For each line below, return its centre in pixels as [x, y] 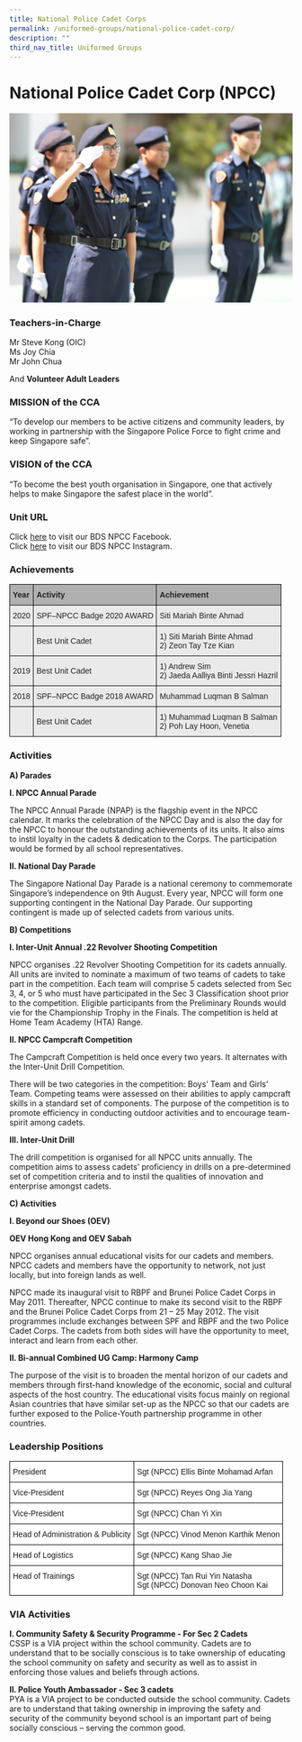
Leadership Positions [57, 1446]
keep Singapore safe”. [50, 441]
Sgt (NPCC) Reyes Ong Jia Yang [195, 1492]
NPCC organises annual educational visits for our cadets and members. [142, 1255]
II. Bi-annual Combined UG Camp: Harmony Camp [104, 1357]
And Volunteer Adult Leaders [64, 379]
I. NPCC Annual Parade [53, 792]
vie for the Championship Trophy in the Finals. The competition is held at [144, 1012]
